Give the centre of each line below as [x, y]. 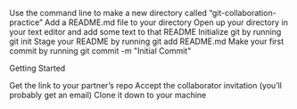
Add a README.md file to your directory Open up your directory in [166, 22]
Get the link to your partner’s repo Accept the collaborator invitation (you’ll [146, 85]
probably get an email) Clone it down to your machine [108, 95]
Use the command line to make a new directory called [108, 13]
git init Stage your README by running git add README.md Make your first [147, 41]
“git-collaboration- [243, 13]
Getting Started [37, 68]
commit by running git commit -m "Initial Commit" [100, 51]
